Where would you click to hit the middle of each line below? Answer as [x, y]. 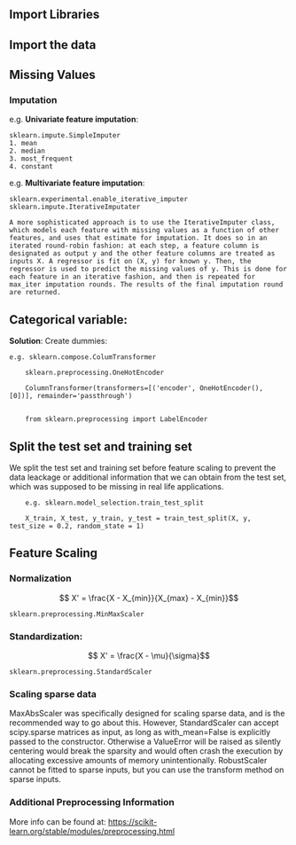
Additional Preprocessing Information [92, 802]
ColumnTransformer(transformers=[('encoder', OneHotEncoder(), [144, 388]
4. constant [31, 167]
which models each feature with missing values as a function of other [144, 231]
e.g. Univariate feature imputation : [74, 120]
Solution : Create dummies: [58, 341]
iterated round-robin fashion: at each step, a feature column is [134, 246]
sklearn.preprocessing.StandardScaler [81, 672]
